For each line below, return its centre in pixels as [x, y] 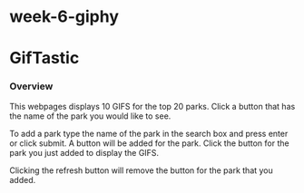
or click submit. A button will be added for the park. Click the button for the [149, 143]
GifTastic [44, 58]
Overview [31, 86]
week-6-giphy [64, 17]
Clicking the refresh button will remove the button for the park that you [142, 170]
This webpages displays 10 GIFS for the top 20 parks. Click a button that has [152, 106]
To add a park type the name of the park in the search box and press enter [149, 133]
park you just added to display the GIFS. [84, 152]
